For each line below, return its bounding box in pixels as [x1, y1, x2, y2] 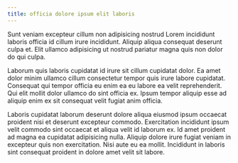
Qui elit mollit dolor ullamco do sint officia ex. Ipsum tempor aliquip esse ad [7, 89, 227, 97]
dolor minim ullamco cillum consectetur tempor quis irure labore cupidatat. [7, 74, 226, 82]
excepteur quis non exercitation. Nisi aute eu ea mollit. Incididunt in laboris [7, 140, 225, 149]
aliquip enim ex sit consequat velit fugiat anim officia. [7, 96, 163, 105]
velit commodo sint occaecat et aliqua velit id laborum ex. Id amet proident [7, 125, 226, 133]
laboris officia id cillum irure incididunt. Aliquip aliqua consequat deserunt [7, 37, 222, 46]
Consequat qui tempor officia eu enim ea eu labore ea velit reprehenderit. [7, 81, 222, 89]
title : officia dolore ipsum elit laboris [7, 10, 135, 18]
